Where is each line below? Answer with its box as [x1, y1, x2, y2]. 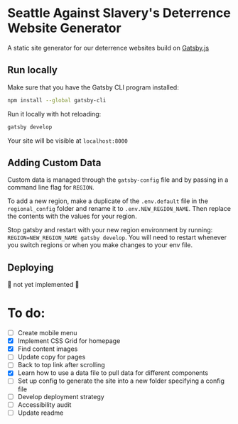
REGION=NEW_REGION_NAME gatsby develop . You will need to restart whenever [7, 233, 227, 242]
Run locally [7, 64, 58, 76]
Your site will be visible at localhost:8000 [7, 136, 128, 145]
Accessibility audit [17, 400, 72, 409]
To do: [7, 305, 45, 321]
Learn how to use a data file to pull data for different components [17, 369, 208, 377]
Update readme [17, 408, 64, 417]
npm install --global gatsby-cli [7, 97, 107, 104]
